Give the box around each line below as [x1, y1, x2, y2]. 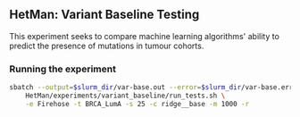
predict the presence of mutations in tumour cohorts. [9, 40, 204, 51]
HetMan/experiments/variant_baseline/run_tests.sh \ [25, 91, 226, 100]
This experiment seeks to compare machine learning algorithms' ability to [9, 30, 279, 41]
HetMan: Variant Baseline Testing [9, 7, 200, 22]
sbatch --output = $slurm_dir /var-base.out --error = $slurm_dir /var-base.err [9, 83, 294, 92]
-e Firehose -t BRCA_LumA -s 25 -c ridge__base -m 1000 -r [25, 99, 250, 108]
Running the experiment [9, 63, 116, 75]
